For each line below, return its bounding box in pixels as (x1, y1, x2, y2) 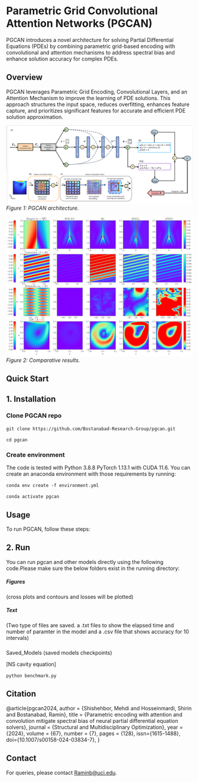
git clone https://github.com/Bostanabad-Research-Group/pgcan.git (6, 425, 176, 432)
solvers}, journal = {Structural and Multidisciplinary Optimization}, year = (6, 723, 183, 730)
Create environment (6, 450, 65, 459)
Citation (6, 689, 37, 699)
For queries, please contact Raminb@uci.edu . (6, 769, 117, 776)
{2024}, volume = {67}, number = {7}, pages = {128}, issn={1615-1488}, (6, 730, 181, 737)
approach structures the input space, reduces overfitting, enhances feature (6, 101, 190, 108)
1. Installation (6, 394, 56, 404)
